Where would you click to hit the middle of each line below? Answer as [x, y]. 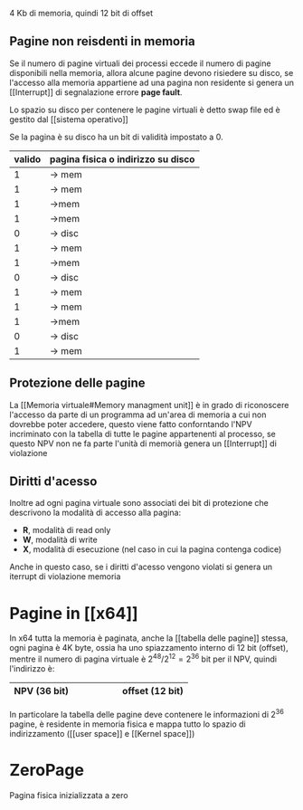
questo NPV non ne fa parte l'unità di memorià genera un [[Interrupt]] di [143, 443]
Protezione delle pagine [78, 383]
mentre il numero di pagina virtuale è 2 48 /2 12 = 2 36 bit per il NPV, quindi [143, 658]
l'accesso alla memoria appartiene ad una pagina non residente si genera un [152, 82]
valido [28, 159]
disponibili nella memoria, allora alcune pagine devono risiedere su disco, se [151, 72]
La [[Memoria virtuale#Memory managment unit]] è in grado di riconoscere [149, 405]
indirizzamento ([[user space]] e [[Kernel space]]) [102, 733]
